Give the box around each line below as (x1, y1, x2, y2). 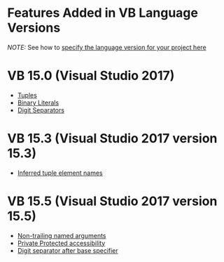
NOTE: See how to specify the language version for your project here (7, 43, 206, 51)
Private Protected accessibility (17, 239, 106, 247)
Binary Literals (17, 98, 59, 107)
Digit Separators (17, 105, 65, 114)
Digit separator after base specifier (17, 246, 119, 254)
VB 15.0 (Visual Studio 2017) (7, 68, 175, 84)
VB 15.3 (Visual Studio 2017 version (7, 131, 218, 147)
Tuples (17, 91, 37, 99)
